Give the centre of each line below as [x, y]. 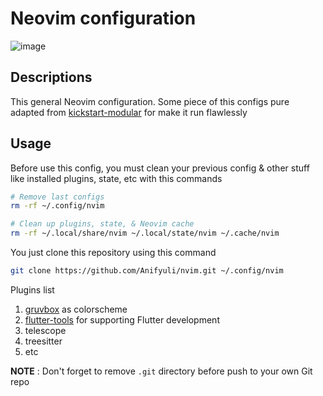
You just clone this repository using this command [113, 253]
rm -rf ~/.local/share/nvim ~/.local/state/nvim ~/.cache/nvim [145, 233]
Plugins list [32, 289]
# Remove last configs [57, 197]
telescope [45, 330]
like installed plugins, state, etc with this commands [116, 178]
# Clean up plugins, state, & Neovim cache [102, 224]
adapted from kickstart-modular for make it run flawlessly [129, 112]
